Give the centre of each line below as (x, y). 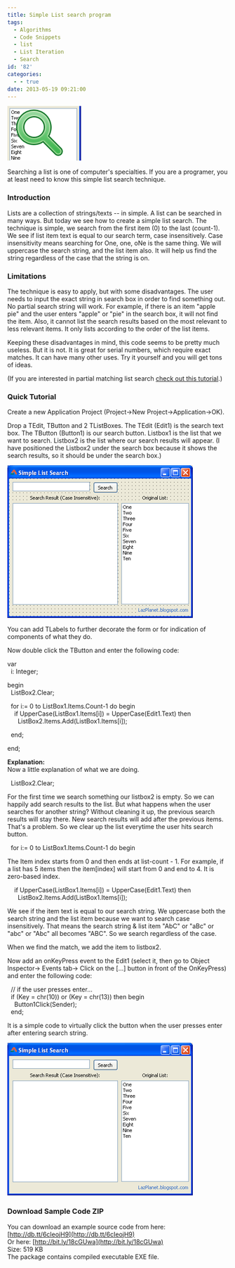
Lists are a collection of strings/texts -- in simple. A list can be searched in (115, 213)
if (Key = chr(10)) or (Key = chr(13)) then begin (78, 997)
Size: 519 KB (25, 1249)
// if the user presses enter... (51, 989)
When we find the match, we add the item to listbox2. (84, 947)
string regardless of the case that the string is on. (79, 258)
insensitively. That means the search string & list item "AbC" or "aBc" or (110, 926)
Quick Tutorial (32, 396)
